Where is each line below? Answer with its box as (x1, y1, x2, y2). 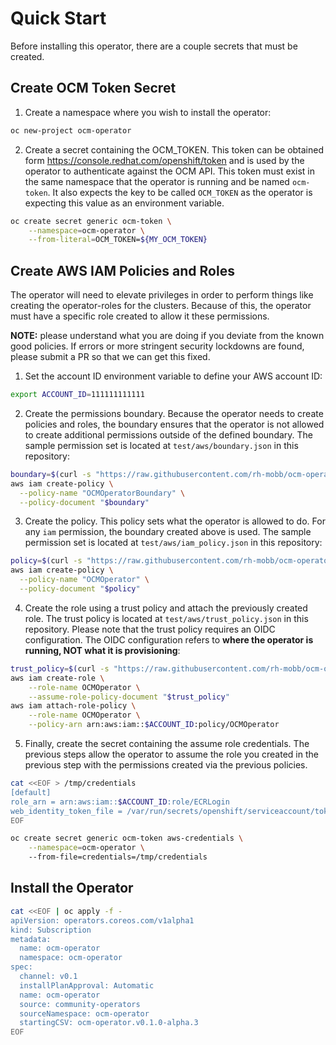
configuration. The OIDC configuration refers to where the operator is (24, 633, 314, 646)
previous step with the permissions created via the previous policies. (24, 759, 308, 771)
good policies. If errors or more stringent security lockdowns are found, (10, 340, 305, 352)
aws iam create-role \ (10, 673, 105, 683)
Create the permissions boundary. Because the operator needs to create (24, 407, 324, 419)
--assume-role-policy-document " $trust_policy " (28, 692, 230, 702)
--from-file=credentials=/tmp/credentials (28, 852, 208, 862)
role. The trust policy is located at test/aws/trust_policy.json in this (24, 612, 309, 624)
